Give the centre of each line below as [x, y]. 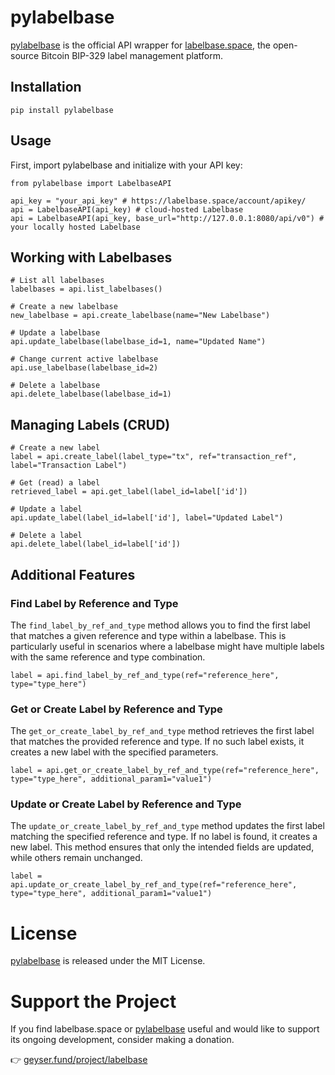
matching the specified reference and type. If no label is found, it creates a [164, 837]
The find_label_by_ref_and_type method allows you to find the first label [160, 625]
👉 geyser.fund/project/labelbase [79, 1060]
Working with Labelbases [91, 257]
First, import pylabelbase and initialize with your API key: [126, 165]
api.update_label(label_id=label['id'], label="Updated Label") [147, 518]
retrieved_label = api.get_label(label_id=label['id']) [129, 492]
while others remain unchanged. [76, 858]
